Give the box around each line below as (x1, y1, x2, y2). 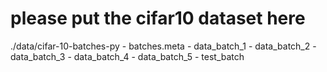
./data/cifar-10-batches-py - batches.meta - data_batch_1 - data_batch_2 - (10, 40, 317, 52)
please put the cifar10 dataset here (10, 7, 306, 30)
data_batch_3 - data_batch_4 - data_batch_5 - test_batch (10, 50, 245, 62)
